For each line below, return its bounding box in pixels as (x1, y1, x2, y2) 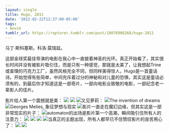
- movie (5, 26, 22, 31)
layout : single (5, 7, 37, 12)
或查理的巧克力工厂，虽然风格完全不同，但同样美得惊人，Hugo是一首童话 (5, 68, 157, 74)
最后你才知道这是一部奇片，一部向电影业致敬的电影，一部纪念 (27, 80, 155, 86)
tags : (5, 21, 17, 26)
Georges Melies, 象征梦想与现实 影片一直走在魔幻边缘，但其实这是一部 (10, 103, 162, 109)
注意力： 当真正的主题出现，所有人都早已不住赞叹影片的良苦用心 (5, 116, 162, 122)
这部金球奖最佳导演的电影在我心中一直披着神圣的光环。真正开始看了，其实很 (5, 55, 164, 61)
